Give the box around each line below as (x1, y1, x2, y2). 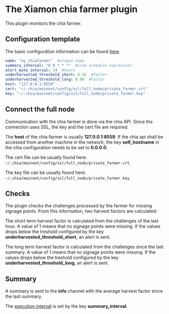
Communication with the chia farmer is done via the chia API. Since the (5, 118, 153, 124)
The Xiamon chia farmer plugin (5, 4, 138, 15)
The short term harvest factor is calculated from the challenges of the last (5, 218, 159, 224)
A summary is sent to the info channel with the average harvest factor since (5, 288, 163, 294)
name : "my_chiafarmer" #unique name (5, 58, 85, 63)
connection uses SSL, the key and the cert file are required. (5, 124, 129, 130)
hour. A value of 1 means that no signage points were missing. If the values (5, 223, 160, 230)
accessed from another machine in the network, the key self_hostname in (5, 139, 160, 145)
